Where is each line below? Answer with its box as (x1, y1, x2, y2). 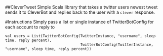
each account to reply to (5, 24, 55, 30)
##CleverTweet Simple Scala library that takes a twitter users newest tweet (5, 4, 158, 10)
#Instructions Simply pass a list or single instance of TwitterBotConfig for (5, 19, 154, 25)
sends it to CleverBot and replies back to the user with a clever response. (5, 9, 155, 15)
